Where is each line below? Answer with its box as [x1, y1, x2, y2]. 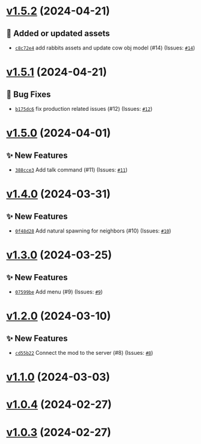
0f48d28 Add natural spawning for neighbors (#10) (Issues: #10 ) [14, 227, 172, 234]
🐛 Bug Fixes [6, 89, 51, 99]
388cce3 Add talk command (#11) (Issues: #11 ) [14, 166, 128, 173]
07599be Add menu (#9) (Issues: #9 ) [14, 288, 104, 295]
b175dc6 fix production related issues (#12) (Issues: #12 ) [14, 105, 153, 112]
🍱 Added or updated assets [6, 28, 110, 39]
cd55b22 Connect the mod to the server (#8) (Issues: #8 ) [14, 349, 153, 356]
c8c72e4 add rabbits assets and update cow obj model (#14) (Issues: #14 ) [14, 44, 196, 51]
